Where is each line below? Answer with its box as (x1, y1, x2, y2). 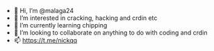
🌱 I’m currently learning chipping (13, 21, 108, 29)
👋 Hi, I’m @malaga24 (13, 7, 74, 14)
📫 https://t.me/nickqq (13, 37, 78, 44)
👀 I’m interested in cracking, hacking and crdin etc (13, 14, 158, 22)
